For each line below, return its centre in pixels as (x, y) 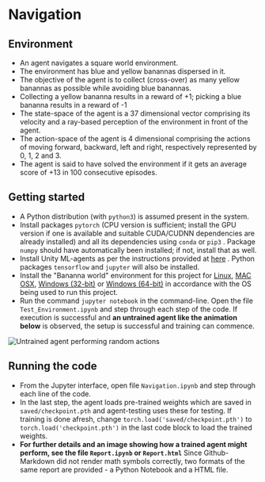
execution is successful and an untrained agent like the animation (128, 317)
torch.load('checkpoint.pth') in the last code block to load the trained (136, 427)
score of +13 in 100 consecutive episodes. (88, 172)
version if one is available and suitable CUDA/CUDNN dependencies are (137, 233)
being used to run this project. (69, 292)
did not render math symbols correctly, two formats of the (151, 461)
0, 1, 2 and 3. (40, 155)
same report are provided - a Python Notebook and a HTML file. (124, 469)
